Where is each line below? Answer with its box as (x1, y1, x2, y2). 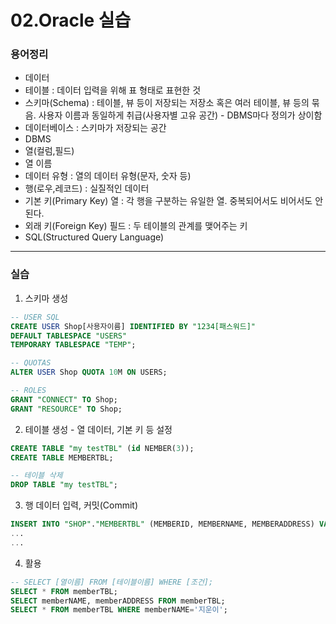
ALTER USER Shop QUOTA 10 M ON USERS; (10, 367, 168, 378)
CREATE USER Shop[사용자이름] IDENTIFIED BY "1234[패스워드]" (10, 321, 257, 331)
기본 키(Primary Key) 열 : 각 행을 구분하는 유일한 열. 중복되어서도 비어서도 (24, 195, 313, 207)
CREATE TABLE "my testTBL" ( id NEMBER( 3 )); (10, 443, 195, 453)
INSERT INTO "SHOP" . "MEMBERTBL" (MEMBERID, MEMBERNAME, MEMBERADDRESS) (10, 519, 315, 530)
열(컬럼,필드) (24, 145, 75, 157)
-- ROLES (10, 386, 47, 396)
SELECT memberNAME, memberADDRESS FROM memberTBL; (10, 596, 226, 606)
